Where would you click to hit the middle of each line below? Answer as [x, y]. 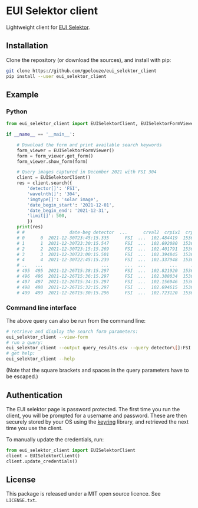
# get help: [21, 353]
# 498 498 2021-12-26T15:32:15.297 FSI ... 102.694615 [97, 287]
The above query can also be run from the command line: [76, 320]
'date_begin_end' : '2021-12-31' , [68, 211]
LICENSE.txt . [22, 500]
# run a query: [25, 343]
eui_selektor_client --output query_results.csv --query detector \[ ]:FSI [99, 348]
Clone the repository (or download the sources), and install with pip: [89, 60]
